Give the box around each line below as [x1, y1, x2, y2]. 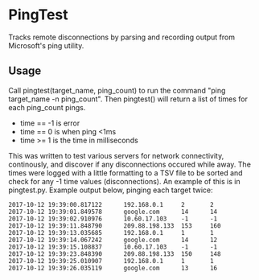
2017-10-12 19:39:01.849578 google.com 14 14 [8, 208, 218, 216]
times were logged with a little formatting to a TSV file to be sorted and [8, 167, 243, 178]
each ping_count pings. [8, 102, 86, 112]
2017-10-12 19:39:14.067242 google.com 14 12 [8, 236, 218, 244]
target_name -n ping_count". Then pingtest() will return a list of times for [8, 94, 248, 104]
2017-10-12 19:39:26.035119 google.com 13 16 [8, 264, 218, 272]
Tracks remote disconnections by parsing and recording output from [8, 32, 236, 42]
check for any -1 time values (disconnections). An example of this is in [8, 176, 240, 186]
